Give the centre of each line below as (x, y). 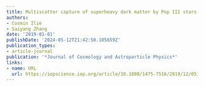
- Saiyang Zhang (27, 29)
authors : (17, 18)
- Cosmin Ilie (24, 23)
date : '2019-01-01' (31, 35)
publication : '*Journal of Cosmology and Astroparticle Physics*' (92, 57)
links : (15, 62)
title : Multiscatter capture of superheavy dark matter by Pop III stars (102, 12)
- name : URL (21, 68)
